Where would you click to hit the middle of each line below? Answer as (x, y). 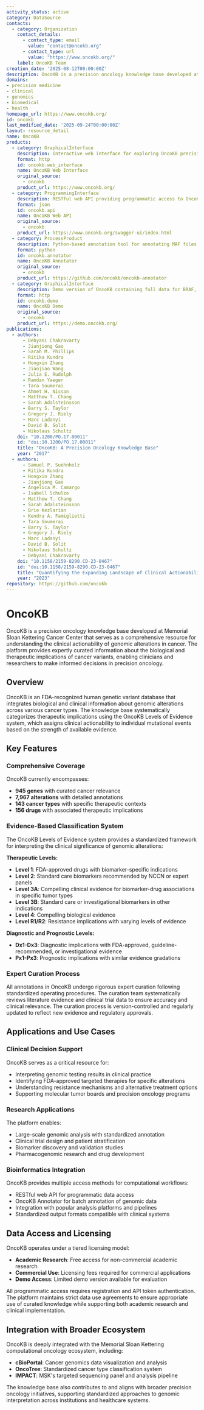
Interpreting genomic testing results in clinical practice (83, 1074)
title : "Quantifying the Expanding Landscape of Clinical (92, 573)
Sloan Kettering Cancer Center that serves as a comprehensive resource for (101, 637)
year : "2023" (34, 578)
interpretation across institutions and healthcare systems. (78, 1400)
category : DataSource (34, 18)
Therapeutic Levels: (32, 858)
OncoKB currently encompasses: (48, 779)
